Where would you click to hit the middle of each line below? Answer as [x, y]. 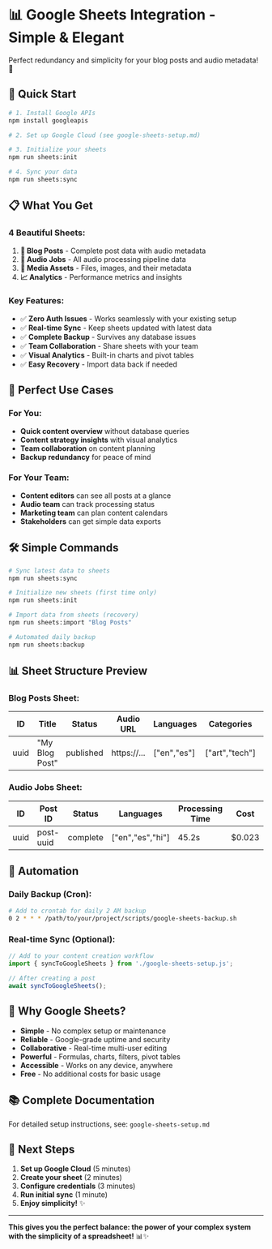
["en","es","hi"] [140, 837]
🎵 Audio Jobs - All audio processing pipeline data [103, 259]
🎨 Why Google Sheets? [67, 1011]
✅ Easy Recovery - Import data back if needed [99, 364]
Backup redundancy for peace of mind [85, 457]
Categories [230, 724]
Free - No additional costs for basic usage [90, 1074]
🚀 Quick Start [42, 94]
